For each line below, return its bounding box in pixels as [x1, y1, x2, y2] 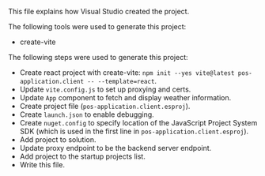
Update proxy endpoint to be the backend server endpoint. [19, 144, 212, 152]
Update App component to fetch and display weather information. [19, 93, 232, 102]
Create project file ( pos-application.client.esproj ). [19, 102, 191, 110]
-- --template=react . [86, 77, 157, 85]
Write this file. [19, 160, 66, 169]
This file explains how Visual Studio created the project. [8, 7, 190, 16]
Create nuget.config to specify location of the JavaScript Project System [19, 118, 258, 127]
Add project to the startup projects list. [19, 152, 146, 161]
